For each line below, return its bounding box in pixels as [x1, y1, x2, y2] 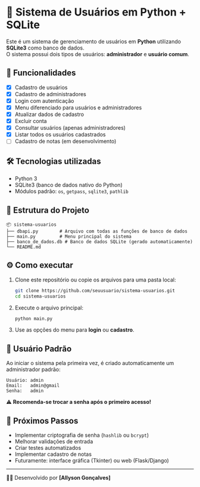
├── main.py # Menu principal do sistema [6, 233, 132, 240]
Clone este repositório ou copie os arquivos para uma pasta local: [14, 276, 177, 283]
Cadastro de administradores [14, 90, 86, 97]
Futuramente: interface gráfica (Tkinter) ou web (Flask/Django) [14, 457, 170, 464]
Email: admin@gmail [6, 382, 60, 389]
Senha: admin [6, 388, 44, 394]
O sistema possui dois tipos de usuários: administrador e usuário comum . [6, 50, 189, 57]
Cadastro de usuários [14, 84, 68, 91]
